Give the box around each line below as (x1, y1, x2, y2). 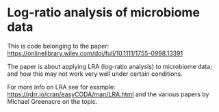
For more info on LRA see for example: (7, 83, 116, 91)
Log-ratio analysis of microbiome (7, 5, 201, 20)
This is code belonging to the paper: (7, 42, 109, 50)
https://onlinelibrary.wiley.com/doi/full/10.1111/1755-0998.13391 (7, 49, 183, 57)
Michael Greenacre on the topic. (7, 97, 98, 105)
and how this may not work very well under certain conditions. (7, 70, 183, 78)
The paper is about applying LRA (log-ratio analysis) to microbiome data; (7, 62, 212, 70)
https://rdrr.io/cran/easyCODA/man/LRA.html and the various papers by (7, 90, 209, 98)
